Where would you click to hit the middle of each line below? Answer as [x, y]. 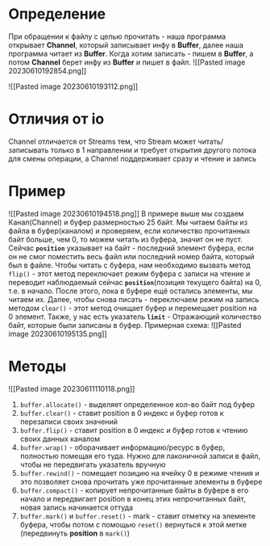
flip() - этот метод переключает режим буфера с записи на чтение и [129, 273]
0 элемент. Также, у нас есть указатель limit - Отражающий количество [135, 317]
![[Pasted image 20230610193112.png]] [73, 86]
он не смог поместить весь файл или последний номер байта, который [132, 256]
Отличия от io [56, 119]
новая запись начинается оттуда [77, 507]
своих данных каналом [60, 439]
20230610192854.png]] [48, 70]
